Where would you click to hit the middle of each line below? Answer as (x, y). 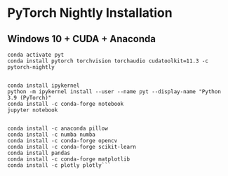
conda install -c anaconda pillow (58, 128)
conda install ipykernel (43, 86)
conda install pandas (39, 153)
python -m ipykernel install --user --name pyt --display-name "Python (114, 92)
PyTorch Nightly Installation (90, 13)
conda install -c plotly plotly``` (59, 165)
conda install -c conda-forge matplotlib (69, 159)
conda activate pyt (36, 55)
